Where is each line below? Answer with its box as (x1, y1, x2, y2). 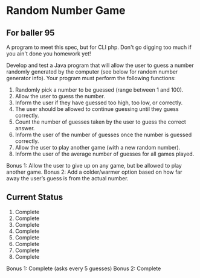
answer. (15, 125, 35, 131)
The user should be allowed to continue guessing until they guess (15, 106, 179, 112)
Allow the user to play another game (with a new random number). (15, 144, 181, 151)
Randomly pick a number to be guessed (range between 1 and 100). (15, 86, 184, 93)
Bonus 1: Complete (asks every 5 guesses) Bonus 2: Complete (6, 265, 161, 272)
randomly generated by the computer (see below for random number (6, 68, 178, 75)
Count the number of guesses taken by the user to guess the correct (15, 118, 186, 125)
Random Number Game (6, 4, 126, 17)
